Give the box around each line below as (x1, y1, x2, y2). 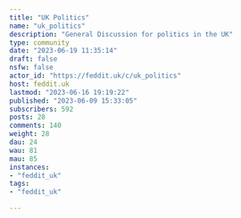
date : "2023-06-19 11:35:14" (9, 46, 118, 55)
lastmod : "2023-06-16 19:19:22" (9, 88, 129, 96)
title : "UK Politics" (9, 13, 90, 22)
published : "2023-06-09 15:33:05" (9, 96, 138, 105)
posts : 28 (9, 113, 46, 122)
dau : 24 (9, 138, 38, 147)
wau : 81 (9, 146, 38, 155)
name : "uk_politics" (9, 21, 87, 30)
